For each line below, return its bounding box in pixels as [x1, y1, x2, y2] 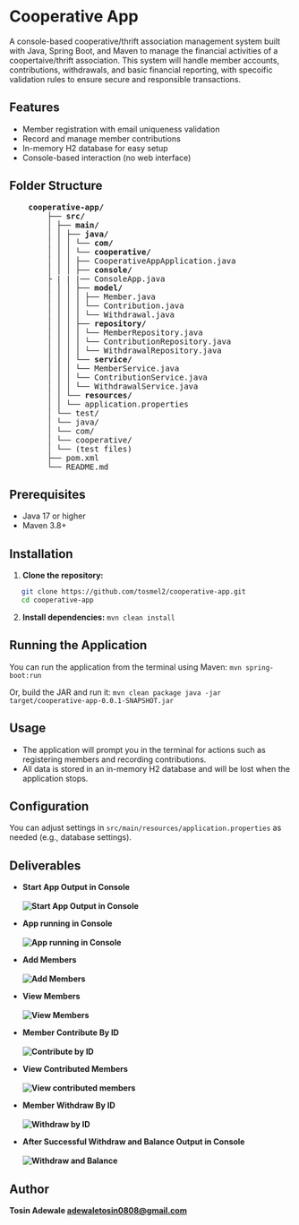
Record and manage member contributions [21, 133, 181, 144]
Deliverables [9, 858, 81, 873]
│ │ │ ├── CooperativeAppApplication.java [47, 255, 236, 266]
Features [9, 100, 60, 116]
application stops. [21, 773, 89, 784]
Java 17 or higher [21, 510, 87, 521]
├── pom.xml [47, 452, 100, 463]
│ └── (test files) [47, 443, 132, 454]
